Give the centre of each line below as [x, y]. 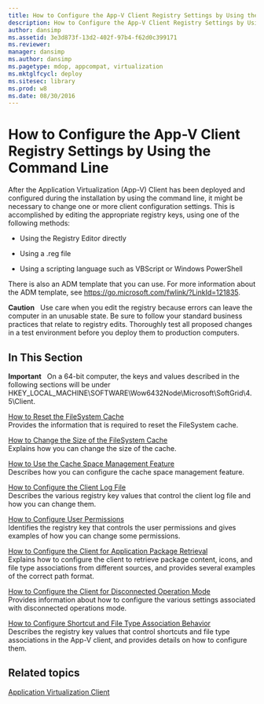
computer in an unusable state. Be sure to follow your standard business [125, 316]
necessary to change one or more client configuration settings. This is [122, 207]
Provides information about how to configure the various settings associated [132, 599]
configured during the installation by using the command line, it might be [126, 198]
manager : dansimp [37, 52]
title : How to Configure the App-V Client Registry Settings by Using [126, 15]
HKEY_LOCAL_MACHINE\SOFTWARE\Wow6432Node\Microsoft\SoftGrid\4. [130, 393]
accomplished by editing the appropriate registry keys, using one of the [124, 215]
